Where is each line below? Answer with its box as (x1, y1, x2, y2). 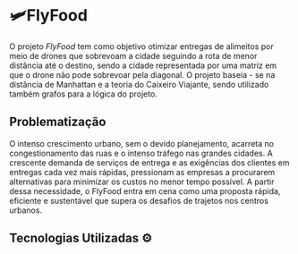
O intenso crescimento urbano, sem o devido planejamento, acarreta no (9, 138, 275, 148)
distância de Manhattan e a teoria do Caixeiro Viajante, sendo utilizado (9, 79, 269, 89)
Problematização (9, 114, 106, 130)
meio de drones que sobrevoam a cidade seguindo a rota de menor (9, 50, 258, 61)
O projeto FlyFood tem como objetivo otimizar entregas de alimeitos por (9, 40, 275, 52)
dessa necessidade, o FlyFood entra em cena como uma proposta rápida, (9, 185, 281, 196)
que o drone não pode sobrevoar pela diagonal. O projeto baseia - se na (9, 69, 276, 80)
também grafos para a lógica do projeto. (9, 89, 158, 99)
